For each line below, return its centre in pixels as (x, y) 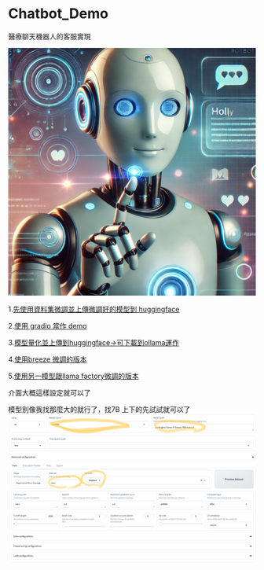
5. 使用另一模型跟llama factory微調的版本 (73, 376)
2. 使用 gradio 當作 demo (48, 325)
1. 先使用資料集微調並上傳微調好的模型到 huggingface (94, 309)
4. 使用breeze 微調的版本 (48, 359)
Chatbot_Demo (58, 14)
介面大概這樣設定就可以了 (49, 392)
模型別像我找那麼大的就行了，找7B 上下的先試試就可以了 (99, 409)
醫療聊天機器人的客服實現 (49, 36)
